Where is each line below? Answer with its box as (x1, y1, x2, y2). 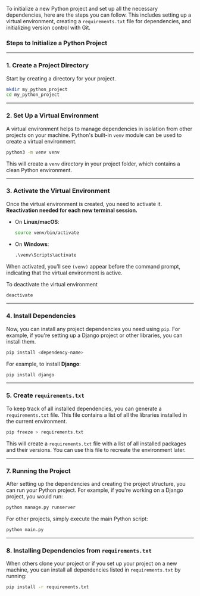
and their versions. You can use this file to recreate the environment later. (6, 446, 186, 453)
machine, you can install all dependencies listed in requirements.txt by (6, 566, 181, 573)
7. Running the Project (6, 467, 71, 475)
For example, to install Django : (6, 360, 82, 367)
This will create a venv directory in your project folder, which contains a (6, 160, 180, 167)
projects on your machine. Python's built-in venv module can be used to (6, 131, 182, 139)
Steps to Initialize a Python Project (6, 39, 108, 47)
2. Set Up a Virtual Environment (6, 111, 99, 120)
